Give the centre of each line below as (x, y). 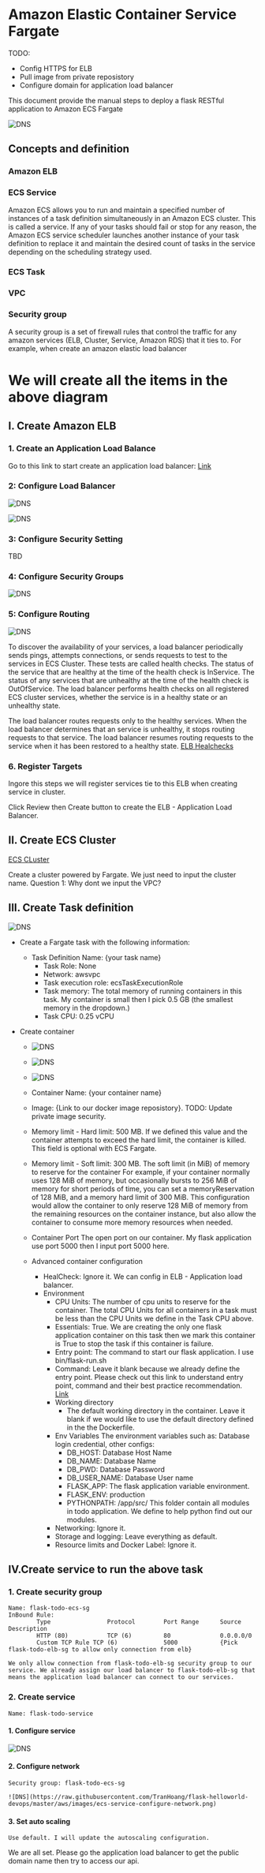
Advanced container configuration (87, 1261)
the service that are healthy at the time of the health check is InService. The (131, 671)
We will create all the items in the (118, 380)
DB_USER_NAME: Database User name (130, 1478)
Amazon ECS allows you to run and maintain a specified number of (117, 210)
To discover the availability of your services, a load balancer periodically (125, 647)
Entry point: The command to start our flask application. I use (154, 1351)
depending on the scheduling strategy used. (80, 252)
